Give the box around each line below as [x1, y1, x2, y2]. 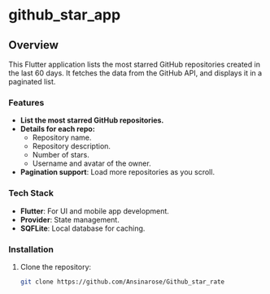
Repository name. [32, 132, 92, 143]
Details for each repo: [20, 124, 95, 134]
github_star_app [8, 6, 121, 24]
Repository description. [32, 141, 111, 151]
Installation [8, 244, 54, 255]
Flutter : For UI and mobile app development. [20, 205, 169, 216]
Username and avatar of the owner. [32, 158, 152, 168]
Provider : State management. [20, 214, 120, 224]
